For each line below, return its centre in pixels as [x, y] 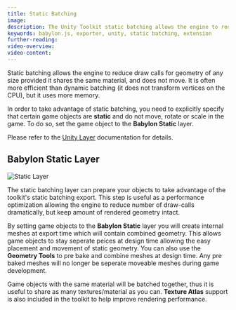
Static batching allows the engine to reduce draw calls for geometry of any [115, 73]
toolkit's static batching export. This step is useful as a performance [106, 197]
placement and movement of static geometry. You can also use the [104, 248]
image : [17, 20]
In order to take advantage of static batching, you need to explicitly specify [116, 109]
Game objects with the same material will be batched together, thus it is [111, 284]
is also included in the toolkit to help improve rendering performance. [107, 299]
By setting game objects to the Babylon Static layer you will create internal [115, 226]
